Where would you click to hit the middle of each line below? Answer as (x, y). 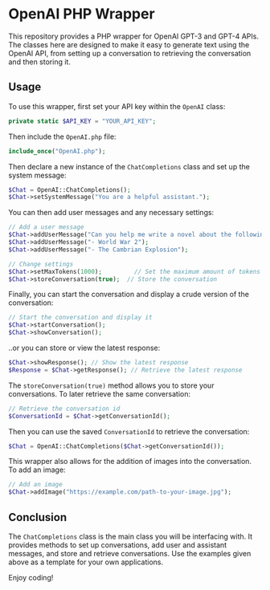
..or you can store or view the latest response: (84, 348)
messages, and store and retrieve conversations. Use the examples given (130, 553)
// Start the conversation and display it (80, 318)
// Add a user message (46, 227)
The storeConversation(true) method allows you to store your (111, 385)
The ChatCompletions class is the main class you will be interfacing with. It (131, 536)
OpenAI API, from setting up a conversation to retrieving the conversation (130, 53)
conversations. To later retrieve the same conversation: (100, 393)
